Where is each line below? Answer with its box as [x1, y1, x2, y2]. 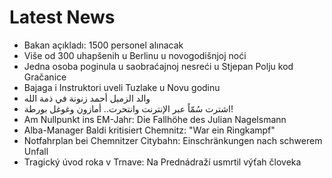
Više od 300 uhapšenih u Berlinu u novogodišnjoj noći [23, 49, 247, 61]
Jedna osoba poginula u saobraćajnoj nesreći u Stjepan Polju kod [23, 60, 294, 72]
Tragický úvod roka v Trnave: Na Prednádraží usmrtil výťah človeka [23, 156, 302, 168]
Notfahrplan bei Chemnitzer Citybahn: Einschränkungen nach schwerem [23, 134, 323, 146]
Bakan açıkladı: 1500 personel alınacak [23, 39, 184, 51]
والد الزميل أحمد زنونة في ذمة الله [23, 92, 151, 104]
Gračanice [23, 71, 67, 83]
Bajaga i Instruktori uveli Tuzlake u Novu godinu [23, 81, 221, 93]
